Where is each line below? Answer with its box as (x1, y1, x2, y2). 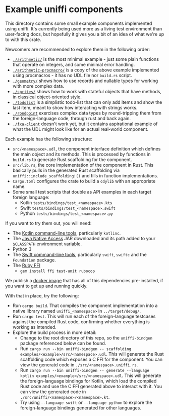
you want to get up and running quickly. (5, 283, 88, 289)
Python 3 (12, 246, 32, 252)
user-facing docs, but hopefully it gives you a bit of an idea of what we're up (5, 31, 164, 37)
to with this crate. (5, 36, 41, 43)
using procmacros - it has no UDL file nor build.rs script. (12, 72, 132, 78)
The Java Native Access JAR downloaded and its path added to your (12, 235, 156, 241)
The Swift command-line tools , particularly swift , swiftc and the (12, 251, 147, 257)
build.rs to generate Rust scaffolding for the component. (12, 156, 132, 163)
